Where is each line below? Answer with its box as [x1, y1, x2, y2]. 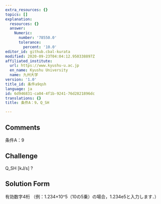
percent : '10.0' [23, 44, 57, 49]
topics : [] [5, 12, 28, 17]
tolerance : [18, 40, 41, 45]
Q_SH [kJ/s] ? [5, 165, 33, 171]
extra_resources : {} [5, 7, 48, 12]
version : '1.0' [5, 77, 37, 82]
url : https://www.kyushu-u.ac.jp [9, 63, 79, 68]
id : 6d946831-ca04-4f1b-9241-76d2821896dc [5, 91, 95, 96]
